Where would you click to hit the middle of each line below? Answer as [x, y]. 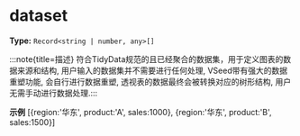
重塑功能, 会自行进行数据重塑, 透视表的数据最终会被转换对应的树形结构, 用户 [150, 81]
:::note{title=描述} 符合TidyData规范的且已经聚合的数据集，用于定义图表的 [146, 59]
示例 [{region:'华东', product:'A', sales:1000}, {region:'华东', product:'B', [141, 112]
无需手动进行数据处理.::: [54, 93]
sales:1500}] [32, 122]
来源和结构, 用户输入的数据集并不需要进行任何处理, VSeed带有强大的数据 [152, 70]
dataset [39, 16]
